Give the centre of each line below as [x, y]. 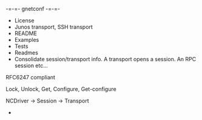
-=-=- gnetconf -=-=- [33, 9]
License [24, 20]
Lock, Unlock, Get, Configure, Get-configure [61, 89]
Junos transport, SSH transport [54, 27]
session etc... [31, 65]
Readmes [26, 53]
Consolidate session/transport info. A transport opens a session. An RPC [105, 59]
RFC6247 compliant [31, 77]
